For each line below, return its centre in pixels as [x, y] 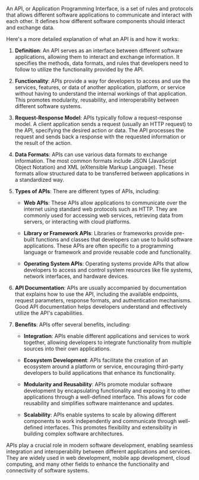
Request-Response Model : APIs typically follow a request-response [98, 118]
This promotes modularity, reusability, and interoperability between [97, 100]
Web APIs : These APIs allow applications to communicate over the [105, 203]
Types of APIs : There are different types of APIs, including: [87, 191]
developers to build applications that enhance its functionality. [100, 373]
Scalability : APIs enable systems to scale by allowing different [100, 415]
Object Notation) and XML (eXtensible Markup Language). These [94, 167]
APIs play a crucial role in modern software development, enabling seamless [99, 445]
